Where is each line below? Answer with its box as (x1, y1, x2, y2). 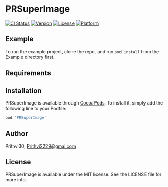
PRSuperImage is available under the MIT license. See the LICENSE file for (5, 171, 162, 177)
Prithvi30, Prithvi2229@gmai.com (5, 143, 77, 149)
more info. (5, 177, 27, 183)
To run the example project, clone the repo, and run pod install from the (5, 48, 159, 54)
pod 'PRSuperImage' (5, 115, 47, 120)
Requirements (5, 69, 51, 77)
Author (5, 129, 28, 138)
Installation (5, 86, 42, 95)
